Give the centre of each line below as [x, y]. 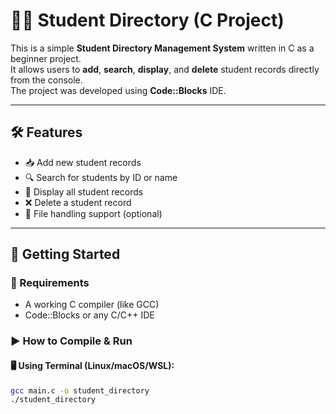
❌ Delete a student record [78, 202]
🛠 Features [46, 132]
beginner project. [46, 58]
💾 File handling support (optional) [93, 213]
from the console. [46, 80]
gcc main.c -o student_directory [80, 390]
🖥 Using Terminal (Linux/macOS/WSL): [92, 365]
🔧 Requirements [50, 283]
